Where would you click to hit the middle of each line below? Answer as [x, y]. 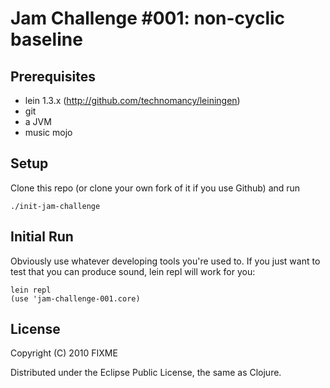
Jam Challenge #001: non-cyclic [148, 18]
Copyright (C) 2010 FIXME [64, 353]
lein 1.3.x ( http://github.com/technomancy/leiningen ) [132, 100]
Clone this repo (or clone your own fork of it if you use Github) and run [155, 188]
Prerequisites [53, 76]
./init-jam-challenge [55, 206]
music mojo [48, 132]
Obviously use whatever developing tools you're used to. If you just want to [165, 261]
